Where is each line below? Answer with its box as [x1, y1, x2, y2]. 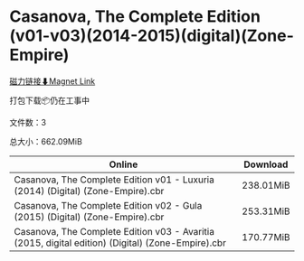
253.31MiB [242, 205, 290, 218]
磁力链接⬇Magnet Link [9, 75, 96, 87]
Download [243, 158, 289, 171]
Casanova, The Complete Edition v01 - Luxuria [14, 173, 214, 186]
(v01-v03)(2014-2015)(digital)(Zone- [9, 25, 294, 46]
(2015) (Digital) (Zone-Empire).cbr [14, 210, 165, 223]
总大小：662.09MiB [9, 135, 83, 146]
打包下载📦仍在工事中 [9, 95, 90, 106]
